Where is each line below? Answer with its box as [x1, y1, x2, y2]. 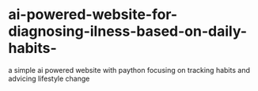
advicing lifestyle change [8, 74, 90, 83]
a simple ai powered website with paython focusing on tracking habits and [8, 65, 251, 74]
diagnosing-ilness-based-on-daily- [8, 22, 248, 40]
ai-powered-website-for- [8, 6, 178, 24]
